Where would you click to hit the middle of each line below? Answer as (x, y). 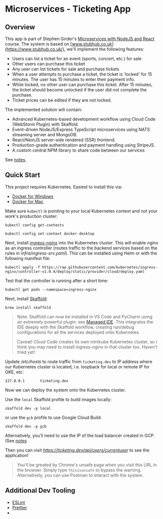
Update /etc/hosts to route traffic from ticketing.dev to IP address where (79, 361)
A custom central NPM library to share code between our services (78, 150)
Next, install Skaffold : (26, 299)
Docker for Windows (33, 196)
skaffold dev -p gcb (26, 426)
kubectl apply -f (23, 267)
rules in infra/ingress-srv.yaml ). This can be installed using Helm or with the (81, 253)
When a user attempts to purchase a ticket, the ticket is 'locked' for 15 (82, 74)
